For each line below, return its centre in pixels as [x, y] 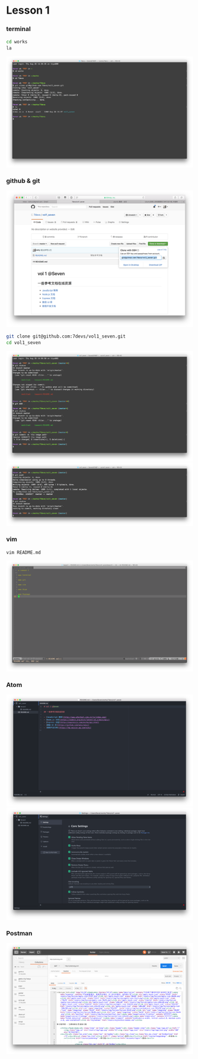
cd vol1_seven [24, 342]
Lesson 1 [28, 10]
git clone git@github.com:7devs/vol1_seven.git [66, 336]
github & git [23, 181]
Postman [19, 933]
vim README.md [24, 552]
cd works [17, 42]
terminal [18, 29]
